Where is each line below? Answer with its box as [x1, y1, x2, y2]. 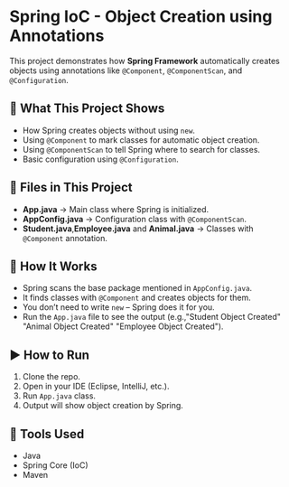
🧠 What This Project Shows [9, 101, 165, 117]
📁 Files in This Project [9, 180, 133, 195]
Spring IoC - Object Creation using [9, 6, 273, 27]
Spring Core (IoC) [22, 460, 89, 471]
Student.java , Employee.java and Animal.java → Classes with [22, 223, 255, 234]
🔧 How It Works [9, 258, 98, 274]
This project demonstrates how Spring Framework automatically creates [9, 55, 280, 66]
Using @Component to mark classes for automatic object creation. [22, 134, 260, 145]
